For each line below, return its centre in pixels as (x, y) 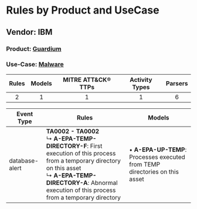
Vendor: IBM (29, 32)
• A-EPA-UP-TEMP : (158, 150)
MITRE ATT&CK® (87, 79)
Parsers (177, 83)
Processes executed (157, 157)
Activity (141, 79)
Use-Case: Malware (35, 64)
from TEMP (144, 164)
